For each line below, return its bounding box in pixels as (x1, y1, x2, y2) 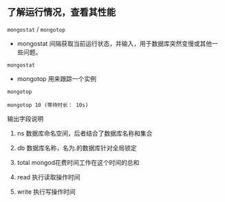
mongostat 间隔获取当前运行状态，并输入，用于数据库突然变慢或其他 (17, 39, 213, 47)
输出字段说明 (7, 114, 43, 122)
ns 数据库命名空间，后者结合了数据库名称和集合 (17, 129, 153, 137)
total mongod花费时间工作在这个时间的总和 (17, 158, 140, 166)
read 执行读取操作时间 (17, 172, 81, 181)
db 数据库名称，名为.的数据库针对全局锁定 (17, 144, 137, 152)
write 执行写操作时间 (17, 188, 76, 196)
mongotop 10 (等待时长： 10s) (7, 102, 89, 109)
